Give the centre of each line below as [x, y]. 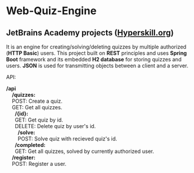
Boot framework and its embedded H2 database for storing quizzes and [94, 59]
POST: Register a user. [39, 164]
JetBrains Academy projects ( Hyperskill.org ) [90, 33]
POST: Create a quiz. [37, 101]
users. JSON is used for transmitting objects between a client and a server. [97, 66]
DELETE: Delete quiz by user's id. [55, 126]
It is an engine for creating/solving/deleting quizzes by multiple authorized [96, 47]
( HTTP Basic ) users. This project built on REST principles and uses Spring [96, 53]
